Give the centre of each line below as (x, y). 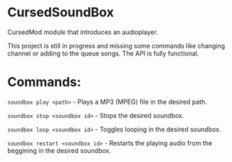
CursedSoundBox (60, 12)
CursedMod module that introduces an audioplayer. (83, 32)
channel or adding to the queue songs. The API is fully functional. (103, 53)
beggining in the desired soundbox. (59, 151)
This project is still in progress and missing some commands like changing (116, 45)
